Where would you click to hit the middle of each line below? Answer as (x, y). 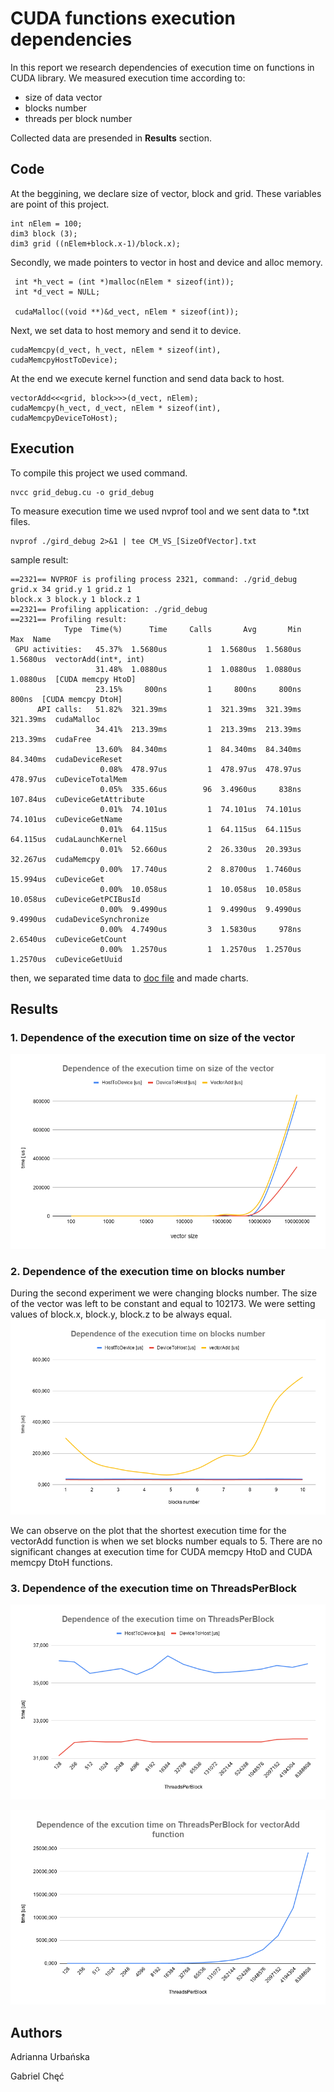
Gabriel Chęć (37, 2076)
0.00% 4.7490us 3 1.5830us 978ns (200, 929)
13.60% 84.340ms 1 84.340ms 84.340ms (198, 749)
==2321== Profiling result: (69, 619)
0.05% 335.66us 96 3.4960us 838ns (200, 789)
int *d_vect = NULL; (57, 292)
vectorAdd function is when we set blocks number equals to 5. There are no (166, 1541)
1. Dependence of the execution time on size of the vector (153, 1037)
